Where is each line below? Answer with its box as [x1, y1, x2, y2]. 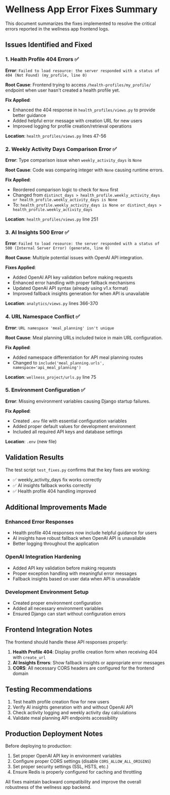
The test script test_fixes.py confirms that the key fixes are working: [5, 467, 151, 473]
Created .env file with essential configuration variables [12, 418, 127, 424]
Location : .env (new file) [5, 438, 57, 444]
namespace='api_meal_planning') [12, 365, 81, 370]
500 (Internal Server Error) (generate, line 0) [5, 246, 110, 251]
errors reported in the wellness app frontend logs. [5, 25, 110, 32]
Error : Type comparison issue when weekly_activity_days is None [5, 157, 142, 163]
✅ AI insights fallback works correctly [12, 482, 91, 488]
